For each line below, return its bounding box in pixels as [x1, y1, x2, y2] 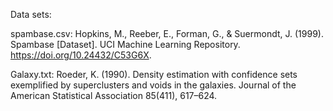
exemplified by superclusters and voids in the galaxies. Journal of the [10, 79, 297, 91]
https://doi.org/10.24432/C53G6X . [10, 49, 152, 61]
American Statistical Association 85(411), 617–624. [10, 90, 218, 101]
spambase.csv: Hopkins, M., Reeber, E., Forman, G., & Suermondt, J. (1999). [10, 28, 324, 39]
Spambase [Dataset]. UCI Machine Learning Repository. [10, 39, 241, 50]
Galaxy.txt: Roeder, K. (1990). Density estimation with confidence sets [10, 69, 298, 80]
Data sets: [10, 9, 52, 20]
